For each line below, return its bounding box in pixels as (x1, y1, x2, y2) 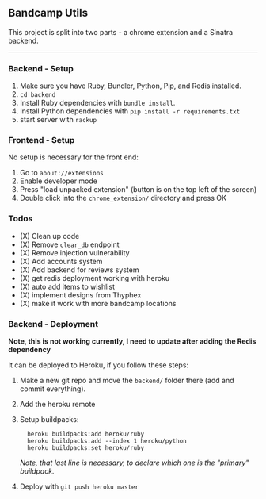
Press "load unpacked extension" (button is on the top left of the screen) (19, 185, 257, 194)
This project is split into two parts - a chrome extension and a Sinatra (8, 27, 234, 36)
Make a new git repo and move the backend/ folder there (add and (19, 376, 235, 385)
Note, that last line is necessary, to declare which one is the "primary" (19, 458, 249, 467)
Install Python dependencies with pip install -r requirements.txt (19, 106, 241, 116)
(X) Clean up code (19, 231, 80, 240)
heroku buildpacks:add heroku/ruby (27, 430, 145, 438)
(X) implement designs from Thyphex (19, 290, 142, 300)
